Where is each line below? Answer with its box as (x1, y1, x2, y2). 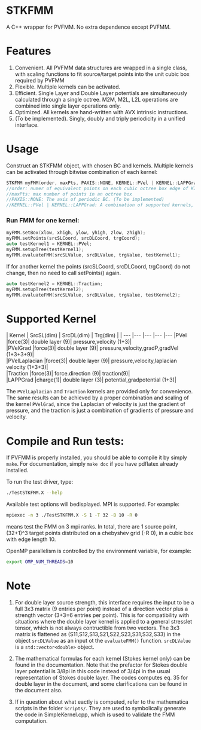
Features (6, 44, 51, 58)
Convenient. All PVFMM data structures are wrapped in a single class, (14, 64, 187, 71)
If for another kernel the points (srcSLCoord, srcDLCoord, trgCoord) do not (6, 262, 190, 270)
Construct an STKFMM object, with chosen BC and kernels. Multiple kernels (6, 162, 193, 169)
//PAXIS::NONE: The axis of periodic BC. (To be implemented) (6, 197, 165, 203)
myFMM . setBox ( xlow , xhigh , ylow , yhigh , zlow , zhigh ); (6, 230, 146, 236)
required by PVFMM (14, 77, 65, 84)
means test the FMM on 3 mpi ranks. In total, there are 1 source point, (6, 523, 178, 530)
